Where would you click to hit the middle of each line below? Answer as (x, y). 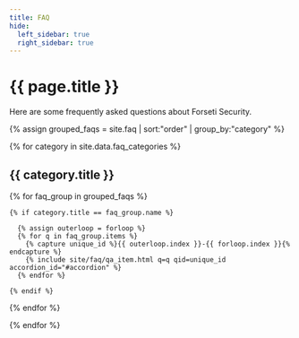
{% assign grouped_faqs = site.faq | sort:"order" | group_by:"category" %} (147, 129)
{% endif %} (31, 291)
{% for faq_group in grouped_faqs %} (78, 196)
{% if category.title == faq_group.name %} (92, 212)
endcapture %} (36, 252)
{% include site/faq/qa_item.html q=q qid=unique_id (126, 260)
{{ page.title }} (64, 87)
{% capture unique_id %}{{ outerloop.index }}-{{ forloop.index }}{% (158, 244)
